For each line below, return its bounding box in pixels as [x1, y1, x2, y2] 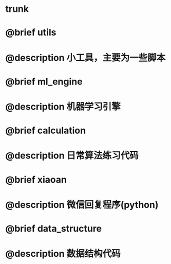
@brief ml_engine [5, 76, 83, 87]
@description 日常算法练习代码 [5, 150, 139, 162]
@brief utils [5, 27, 56, 39]
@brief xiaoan [5, 173, 67, 185]
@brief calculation [5, 125, 86, 136]
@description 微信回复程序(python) [5, 199, 159, 210]
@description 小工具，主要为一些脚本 [5, 52, 166, 63]
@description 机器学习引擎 [5, 101, 121, 112]
